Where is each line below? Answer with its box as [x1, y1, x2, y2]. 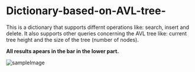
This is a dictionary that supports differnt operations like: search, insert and [6, 24, 190, 31]
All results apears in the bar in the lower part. [6, 47, 119, 54]
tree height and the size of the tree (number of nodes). [6, 36, 139, 43]
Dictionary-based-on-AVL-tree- [6, 4, 167, 18]
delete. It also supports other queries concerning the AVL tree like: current [6, 30, 187, 37]
